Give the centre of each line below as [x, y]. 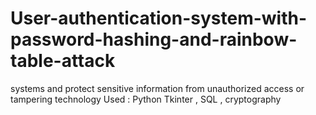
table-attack [63, 61]
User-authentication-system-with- [159, 18]
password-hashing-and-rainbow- [154, 39]
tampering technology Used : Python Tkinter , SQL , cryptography [146, 99]
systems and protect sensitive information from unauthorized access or [157, 88]
